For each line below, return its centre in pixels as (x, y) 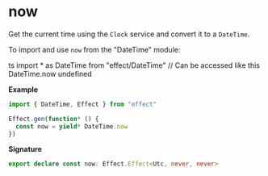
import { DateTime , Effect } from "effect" (83, 104)
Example (23, 89)
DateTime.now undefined (50, 73)
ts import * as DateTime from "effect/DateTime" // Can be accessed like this (134, 65)
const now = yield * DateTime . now (72, 126)
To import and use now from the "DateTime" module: (94, 49)
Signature (25, 149)
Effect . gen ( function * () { (54, 119)
